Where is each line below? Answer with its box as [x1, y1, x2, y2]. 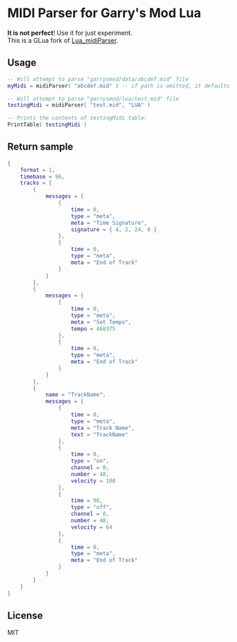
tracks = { [20, 179, 53, 186]
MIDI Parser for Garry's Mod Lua [7, 5, 202, 21]
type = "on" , [70, 458, 110, 465]
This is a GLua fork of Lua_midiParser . [7, 36, 118, 44]
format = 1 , [20, 166, 55, 174]
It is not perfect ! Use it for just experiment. [7, 28, 133, 37]
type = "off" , [70, 504, 113, 511]
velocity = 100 [70, 477, 116, 485]
